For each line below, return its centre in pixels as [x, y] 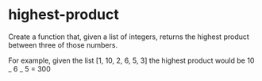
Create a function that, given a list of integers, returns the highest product [129, 37]
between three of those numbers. [63, 44]
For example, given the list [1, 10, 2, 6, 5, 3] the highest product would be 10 [131, 60]
